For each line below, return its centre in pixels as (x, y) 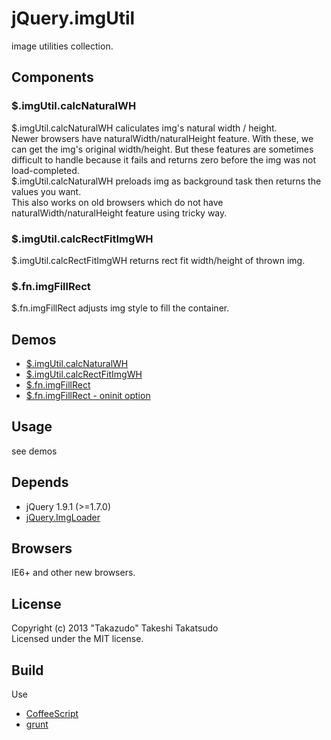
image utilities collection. (62, 46)
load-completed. (45, 170)
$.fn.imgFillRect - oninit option (88, 396)
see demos (34, 451)
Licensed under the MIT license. (77, 639)
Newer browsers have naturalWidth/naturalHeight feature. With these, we (162, 138)
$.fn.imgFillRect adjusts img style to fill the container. (120, 308)
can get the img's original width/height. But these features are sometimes (162, 149)
